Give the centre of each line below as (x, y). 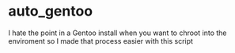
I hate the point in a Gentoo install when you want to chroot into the (117, 33)
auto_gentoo (51, 11)
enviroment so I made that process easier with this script (101, 41)
